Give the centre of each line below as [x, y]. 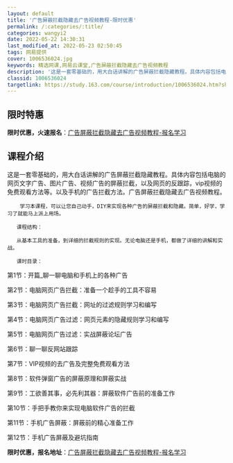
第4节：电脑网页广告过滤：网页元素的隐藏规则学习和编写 [88, 319]
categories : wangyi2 [37, 33]
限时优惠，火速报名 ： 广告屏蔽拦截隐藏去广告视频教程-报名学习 [97, 133]
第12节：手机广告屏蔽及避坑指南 [53, 437]
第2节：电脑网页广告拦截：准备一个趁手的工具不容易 [82, 289]
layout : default [31, 14]
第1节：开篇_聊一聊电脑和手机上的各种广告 [68, 275]
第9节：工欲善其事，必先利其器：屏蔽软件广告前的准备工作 [91, 393]
